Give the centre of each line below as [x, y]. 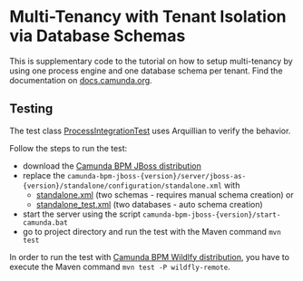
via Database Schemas [98, 36]
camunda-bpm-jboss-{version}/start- [211, 215]
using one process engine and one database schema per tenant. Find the [146, 71]
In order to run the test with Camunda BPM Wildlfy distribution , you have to [150, 257]
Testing [31, 109]
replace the [44, 175]
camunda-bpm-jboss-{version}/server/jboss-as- [156, 176]
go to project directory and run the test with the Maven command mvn [151, 231]
